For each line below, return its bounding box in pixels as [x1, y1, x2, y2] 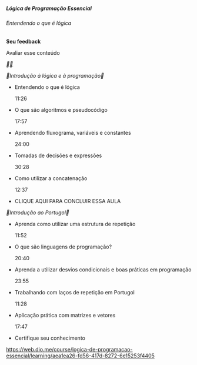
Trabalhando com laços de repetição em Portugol [14, 288, 135, 296]
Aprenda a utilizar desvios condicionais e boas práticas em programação [14, 266, 192, 273]
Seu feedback [6, 38, 41, 45]
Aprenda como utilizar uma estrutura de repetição [14, 220, 136, 227]
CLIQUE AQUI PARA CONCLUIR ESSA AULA [14, 197, 121, 204]
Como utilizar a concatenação [14, 174, 88, 182]
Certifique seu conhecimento [14, 334, 85, 341]
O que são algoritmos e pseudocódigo [14, 106, 108, 113]
